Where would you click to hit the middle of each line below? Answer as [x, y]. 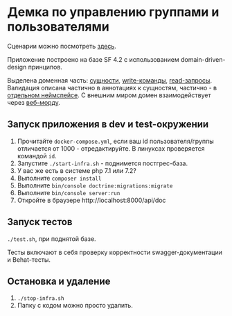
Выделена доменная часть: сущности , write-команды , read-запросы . [110, 80]
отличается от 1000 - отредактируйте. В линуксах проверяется [111, 148]
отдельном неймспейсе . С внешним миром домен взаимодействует [109, 95]
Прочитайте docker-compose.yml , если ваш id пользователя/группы [115, 141]
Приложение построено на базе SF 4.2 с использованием [93, 59]
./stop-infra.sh [41, 299]
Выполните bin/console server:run [69, 192]
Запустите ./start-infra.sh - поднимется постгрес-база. [102, 163]
